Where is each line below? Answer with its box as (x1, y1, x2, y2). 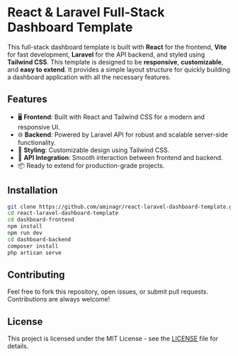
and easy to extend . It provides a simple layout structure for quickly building (7, 65, 230, 74)
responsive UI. (17, 122, 60, 131)
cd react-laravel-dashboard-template (7, 209, 119, 217)
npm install (7, 223, 42, 230)
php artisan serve (7, 249, 62, 256)
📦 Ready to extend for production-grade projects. (17, 161, 165, 170)
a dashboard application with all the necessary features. (7, 72, 171, 81)
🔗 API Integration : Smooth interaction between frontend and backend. (17, 153, 223, 161)
